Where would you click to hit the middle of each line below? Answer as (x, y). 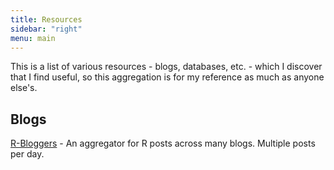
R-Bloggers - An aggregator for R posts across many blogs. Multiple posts (163, 143)
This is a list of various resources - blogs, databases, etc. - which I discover (166, 67)
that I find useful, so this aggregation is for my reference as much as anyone (167, 77)
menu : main (33, 38)
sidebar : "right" (46, 29)
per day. (27, 154)
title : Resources (46, 19)
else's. (24, 88)
